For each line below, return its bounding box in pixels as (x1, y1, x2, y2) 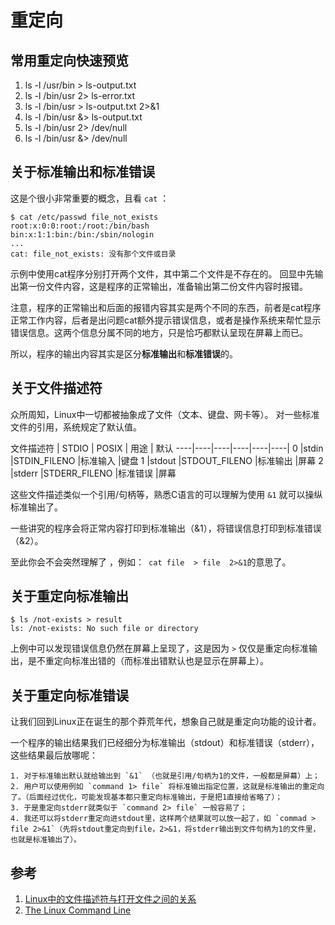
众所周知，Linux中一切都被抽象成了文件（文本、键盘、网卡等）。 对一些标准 (10, 408, 320, 420)
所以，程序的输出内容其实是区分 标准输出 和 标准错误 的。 (10, 347, 238, 360)
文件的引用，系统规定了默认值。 (10, 421, 142, 433)
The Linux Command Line (24, 904, 132, 916)
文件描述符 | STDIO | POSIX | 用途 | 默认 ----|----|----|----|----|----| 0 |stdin (10, 442, 324, 454)
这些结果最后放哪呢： (10, 749, 98, 761)
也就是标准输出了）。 (10, 835, 82, 845)
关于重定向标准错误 (10, 687, 129, 704)
